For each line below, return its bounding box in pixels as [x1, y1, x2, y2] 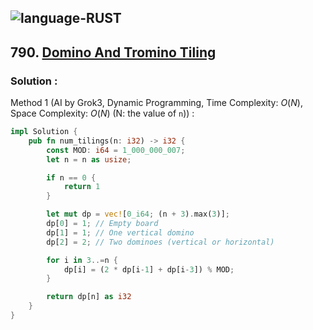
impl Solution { [10, 127, 78, 137]
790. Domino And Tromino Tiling [10, 44, 217, 61]
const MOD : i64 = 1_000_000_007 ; [46, 145, 186, 155]
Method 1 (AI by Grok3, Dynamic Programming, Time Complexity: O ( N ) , [10, 97, 303, 109]
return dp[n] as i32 [46, 292, 132, 302]
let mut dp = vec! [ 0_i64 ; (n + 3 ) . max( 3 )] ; [46, 209, 230, 220]
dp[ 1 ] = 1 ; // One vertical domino [46, 227, 195, 238]
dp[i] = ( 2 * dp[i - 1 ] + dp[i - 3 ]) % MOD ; [63, 264, 235, 275]
